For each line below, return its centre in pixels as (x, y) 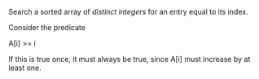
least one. (25, 68)
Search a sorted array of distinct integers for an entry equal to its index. (128, 12)
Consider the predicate (47, 27)
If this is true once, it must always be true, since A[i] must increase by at (129, 59)
